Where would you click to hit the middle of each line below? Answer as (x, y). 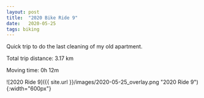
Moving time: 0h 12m (33, 70)
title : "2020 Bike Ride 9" (42, 18)
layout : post (23, 12)
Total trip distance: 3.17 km (40, 58)
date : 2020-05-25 (31, 23)
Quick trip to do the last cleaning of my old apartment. (74, 47)
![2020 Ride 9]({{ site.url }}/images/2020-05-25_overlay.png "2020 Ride (98, 82)
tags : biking (23, 29)
